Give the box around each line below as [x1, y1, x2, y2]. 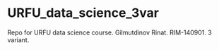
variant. [7, 35, 30, 44]
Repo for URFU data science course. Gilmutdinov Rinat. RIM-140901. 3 [7, 28, 212, 37]
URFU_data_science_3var [7, 5, 159, 21]
